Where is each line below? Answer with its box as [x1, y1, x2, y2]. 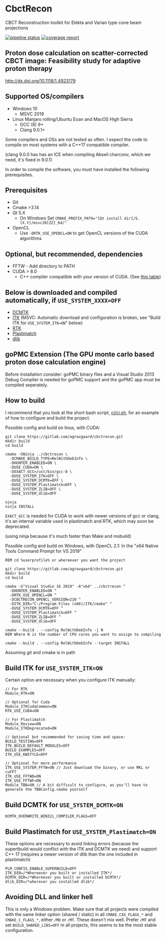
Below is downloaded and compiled [5, 288, 117, 297]
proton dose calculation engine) [5, 358, 106, 367]
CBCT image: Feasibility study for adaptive [5, 57, 141, 65]
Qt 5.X [12, 210, 26, 216]
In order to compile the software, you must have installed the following [5, 166, 149, 172]
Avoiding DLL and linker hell [5, 893, 93, 901]
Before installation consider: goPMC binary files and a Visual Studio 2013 [5, 371, 155, 377]
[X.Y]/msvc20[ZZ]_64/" [19, 221, 67, 226]
